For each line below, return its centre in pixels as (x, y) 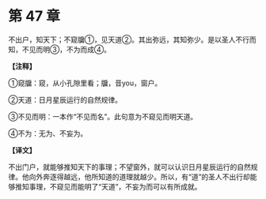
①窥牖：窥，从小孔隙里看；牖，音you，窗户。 (85, 83)
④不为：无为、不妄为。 (48, 133)
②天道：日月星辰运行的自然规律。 (65, 99)
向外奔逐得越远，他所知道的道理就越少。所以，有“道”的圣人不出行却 (140, 176)
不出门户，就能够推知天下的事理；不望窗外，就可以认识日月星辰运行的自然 (129, 167)
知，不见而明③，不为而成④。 (59, 49)
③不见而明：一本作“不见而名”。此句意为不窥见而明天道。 (103, 116)
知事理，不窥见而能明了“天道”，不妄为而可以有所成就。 (112, 186)
